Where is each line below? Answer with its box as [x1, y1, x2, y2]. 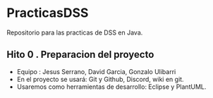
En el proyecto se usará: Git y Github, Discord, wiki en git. [16, 75, 184, 83]
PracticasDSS [6, 5, 89, 21]
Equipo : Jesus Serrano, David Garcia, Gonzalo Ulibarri [16, 67, 176, 75]
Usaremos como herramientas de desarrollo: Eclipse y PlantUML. [16, 82, 207, 91]
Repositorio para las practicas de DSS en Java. [6, 28, 143, 37]
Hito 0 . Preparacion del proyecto [6, 49, 154, 61]
